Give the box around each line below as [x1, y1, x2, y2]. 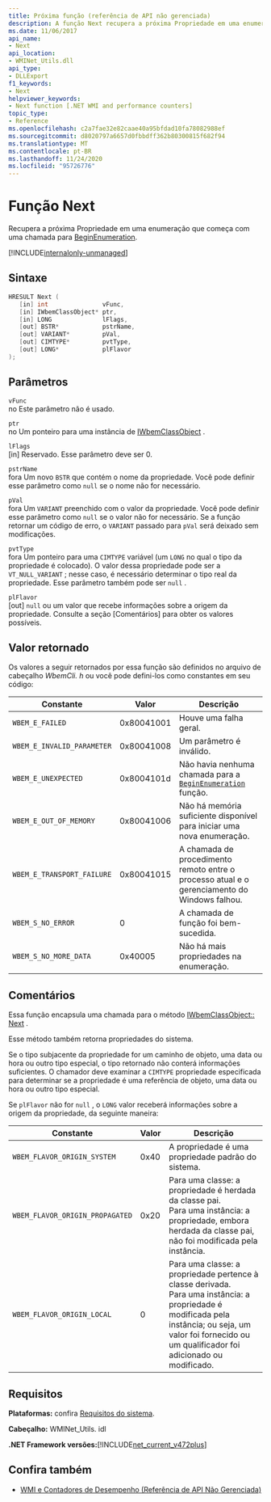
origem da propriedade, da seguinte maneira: [8, 1108, 159, 1118]
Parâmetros [8, 375, 69, 389]
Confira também [8, 1463, 93, 1477]
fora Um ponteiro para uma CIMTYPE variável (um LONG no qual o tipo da [8, 551, 243, 562]
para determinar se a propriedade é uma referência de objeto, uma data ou [8, 1076, 257, 1086]
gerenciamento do [178, 884, 248, 896]
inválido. [178, 745, 211, 757]
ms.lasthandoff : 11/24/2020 [8, 154, 103, 162]
